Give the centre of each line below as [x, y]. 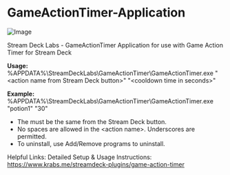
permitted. [32, 136]
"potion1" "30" [28, 108]
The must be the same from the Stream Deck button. [92, 121]
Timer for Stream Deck [40, 52]
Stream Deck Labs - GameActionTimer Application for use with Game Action [115, 45]
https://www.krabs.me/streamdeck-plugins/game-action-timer [96, 164]
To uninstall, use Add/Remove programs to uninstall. [91, 143]
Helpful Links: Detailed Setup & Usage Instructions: [80, 157]
